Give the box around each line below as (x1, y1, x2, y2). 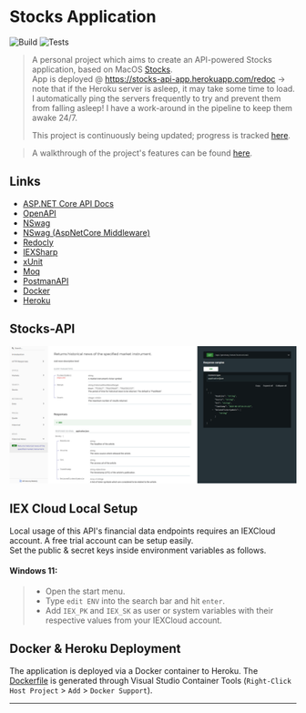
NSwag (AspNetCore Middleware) (22, 227, 150, 238)
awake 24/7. (31, 112, 78, 123)
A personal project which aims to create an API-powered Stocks (31, 54, 272, 65)
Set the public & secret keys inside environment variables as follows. (9, 545, 267, 555)
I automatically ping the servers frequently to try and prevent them (31, 93, 281, 104)
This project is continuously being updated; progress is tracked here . (31, 129, 291, 140)
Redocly (22, 237, 55, 248)
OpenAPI (22, 208, 56, 219)
